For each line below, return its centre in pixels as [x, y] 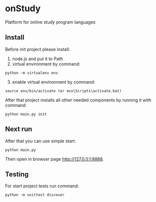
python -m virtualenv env [31, 73]
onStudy [23, 9]
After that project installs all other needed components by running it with [78, 100]
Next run [19, 129]
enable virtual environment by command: [54, 82]
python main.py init [26, 114]
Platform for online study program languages [50, 22]
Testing [17, 174]
